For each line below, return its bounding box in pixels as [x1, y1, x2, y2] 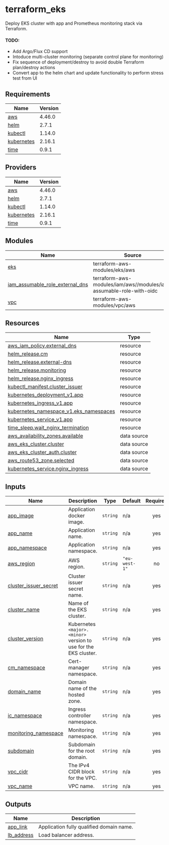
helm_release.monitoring [8, 367, 66, 374]
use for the [68, 643, 94, 650]
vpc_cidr [8, 768, 29, 775]
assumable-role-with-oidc [93, 287, 158, 294]
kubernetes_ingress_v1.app [8, 400, 73, 407]
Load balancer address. [38, 831, 95, 838]
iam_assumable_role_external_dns [8, 281, 89, 288]
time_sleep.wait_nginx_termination [8, 424, 89, 431]
